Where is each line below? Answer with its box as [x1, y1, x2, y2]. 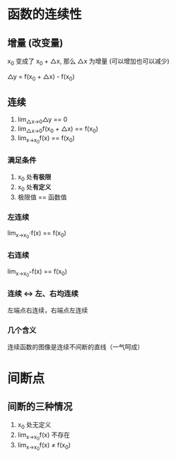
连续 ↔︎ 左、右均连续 [7, 288, 79, 298]
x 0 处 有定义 [17, 183, 52, 193]
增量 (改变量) [7, 37, 64, 49]
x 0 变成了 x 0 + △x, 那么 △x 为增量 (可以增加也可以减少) [7, 57, 170, 67]
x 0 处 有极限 [17, 172, 52, 183]
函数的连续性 [7, 6, 83, 23]
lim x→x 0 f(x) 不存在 [17, 430, 71, 442]
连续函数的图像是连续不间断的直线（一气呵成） [7, 343, 143, 351]
